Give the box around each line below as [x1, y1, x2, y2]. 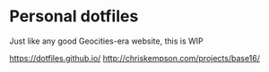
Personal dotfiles [9, 6, 139, 27]
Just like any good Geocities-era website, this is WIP [9, 36, 204, 46]
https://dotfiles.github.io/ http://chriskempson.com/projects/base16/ [9, 52, 261, 63]
